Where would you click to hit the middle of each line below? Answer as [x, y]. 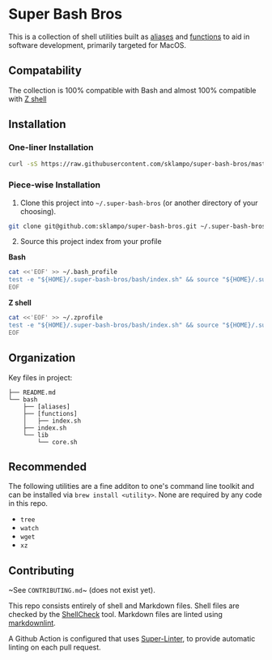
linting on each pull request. [55, 647]
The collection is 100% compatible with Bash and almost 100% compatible [132, 90]
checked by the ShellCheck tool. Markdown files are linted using [115, 615]
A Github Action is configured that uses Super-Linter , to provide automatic [132, 639]
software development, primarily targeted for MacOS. [98, 45]
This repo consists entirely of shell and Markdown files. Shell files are [124, 606]
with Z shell [28, 99]
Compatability [45, 71]
